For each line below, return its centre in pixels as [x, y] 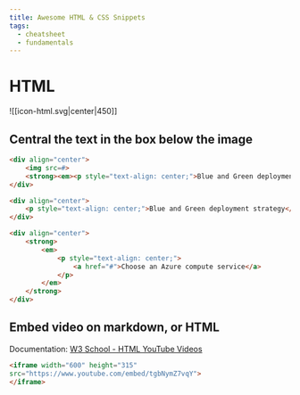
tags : [19, 26]
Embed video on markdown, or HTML [115, 328]
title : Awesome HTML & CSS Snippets [77, 17]
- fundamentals [46, 42]
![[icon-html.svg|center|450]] [63, 111]
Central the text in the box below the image [131, 139]
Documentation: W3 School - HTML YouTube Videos [106, 349]
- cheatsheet [42, 34]
